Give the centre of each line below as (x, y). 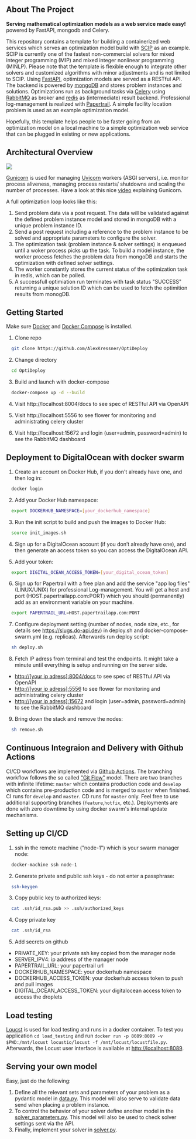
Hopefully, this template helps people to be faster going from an (83, 121)
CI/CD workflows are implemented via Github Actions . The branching (89, 771)
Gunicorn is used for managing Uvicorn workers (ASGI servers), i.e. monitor (97, 177)
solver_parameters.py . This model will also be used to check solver (95, 1117)
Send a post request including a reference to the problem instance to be (101, 231)
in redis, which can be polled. (50, 275)
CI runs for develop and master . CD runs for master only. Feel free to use (92, 796)
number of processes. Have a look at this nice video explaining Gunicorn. (94, 190)
